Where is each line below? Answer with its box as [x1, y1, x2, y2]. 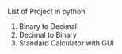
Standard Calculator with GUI [18, 38, 114, 48]
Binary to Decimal [18, 22, 77, 31]
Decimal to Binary [18, 31, 77, 39]
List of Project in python [7, 7, 86, 16]
